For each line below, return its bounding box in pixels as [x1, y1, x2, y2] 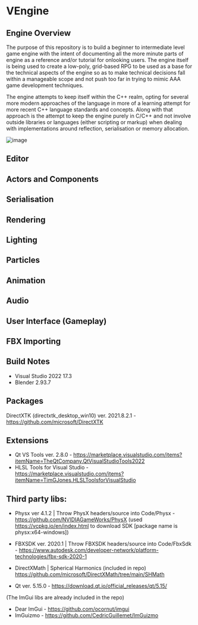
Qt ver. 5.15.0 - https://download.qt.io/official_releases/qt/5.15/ [14, 583, 168, 590]
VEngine [6, 4, 49, 18]
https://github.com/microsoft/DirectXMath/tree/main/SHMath [14, 571, 165, 578]
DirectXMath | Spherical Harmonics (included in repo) [14, 565, 147, 572]
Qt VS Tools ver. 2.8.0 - [14, 451, 73, 459]
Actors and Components [6, 174, 99, 184]
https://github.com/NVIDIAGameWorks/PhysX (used [14, 516, 143, 523]
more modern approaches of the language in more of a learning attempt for [6, 100, 191, 107]
